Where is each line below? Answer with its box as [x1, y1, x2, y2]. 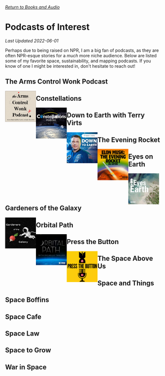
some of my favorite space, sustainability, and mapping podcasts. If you [5, 58, 151, 64]
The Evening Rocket [98, 135, 160, 144]
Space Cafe [5, 312, 42, 321]
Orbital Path [36, 221, 73, 229]
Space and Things [98, 279, 154, 287]
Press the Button [66, 238, 119, 246]
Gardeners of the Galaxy [5, 204, 82, 212]
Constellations [36, 94, 82, 103]
